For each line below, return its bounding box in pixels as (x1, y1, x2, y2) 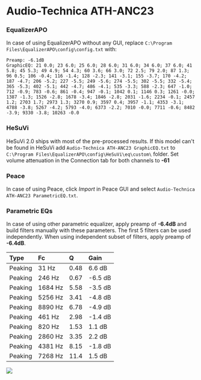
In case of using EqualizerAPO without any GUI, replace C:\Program (6, 39, 173, 46)
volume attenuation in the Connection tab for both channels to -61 (6, 156, 170, 164)
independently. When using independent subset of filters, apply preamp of (6, 233, 191, 241)
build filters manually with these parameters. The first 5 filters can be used (6, 227, 191, 234)
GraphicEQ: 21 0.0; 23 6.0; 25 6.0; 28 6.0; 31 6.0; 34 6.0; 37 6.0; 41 (6, 63, 193, 69)
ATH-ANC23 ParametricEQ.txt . (6, 192, 78, 199)
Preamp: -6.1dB (6, 57, 45, 64)
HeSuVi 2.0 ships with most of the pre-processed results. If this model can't (6, 137, 194, 145)
